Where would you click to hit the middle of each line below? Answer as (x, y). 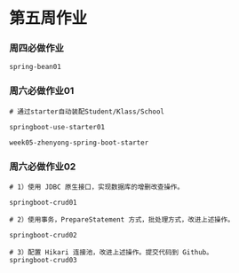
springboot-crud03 (43, 261)
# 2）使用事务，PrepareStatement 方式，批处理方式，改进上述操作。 (122, 220)
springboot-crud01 (43, 203)
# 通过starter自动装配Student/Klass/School (87, 112)
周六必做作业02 (43, 167)
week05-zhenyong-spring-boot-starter (79, 143)
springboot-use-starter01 (57, 127)
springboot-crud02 (43, 236)
